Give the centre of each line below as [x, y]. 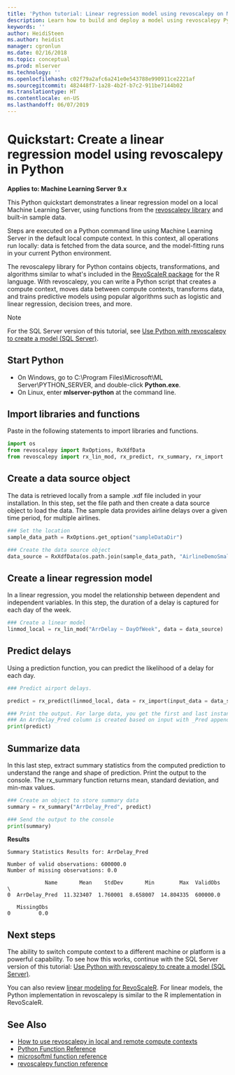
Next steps [31, 935]
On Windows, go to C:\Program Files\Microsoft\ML [90, 377]
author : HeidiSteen [36, 33]
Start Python [36, 360]
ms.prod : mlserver [34, 66]
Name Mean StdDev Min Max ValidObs [132, 883]
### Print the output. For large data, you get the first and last [108, 714]
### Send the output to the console [60, 819]
